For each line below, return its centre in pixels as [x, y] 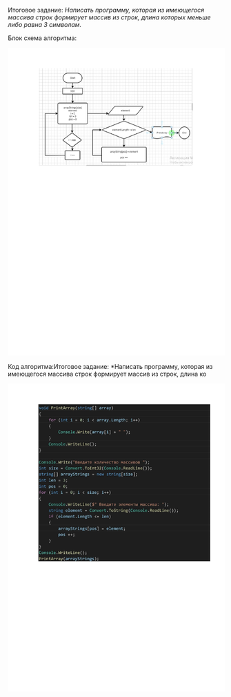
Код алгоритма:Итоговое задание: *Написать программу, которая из [110, 366]
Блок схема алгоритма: [42, 38]
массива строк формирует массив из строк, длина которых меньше [109, 17]
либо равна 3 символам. [45, 25]
